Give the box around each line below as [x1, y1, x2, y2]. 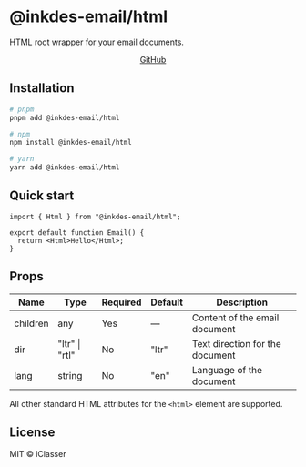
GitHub [139, 54, 167, 65]
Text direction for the [191, 337, 282, 350]
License [9, 425, 56, 441]
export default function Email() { [9, 228, 145, 238]
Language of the [191, 363, 262, 376]
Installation [9, 80, 75, 96]
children [14, 317, 49, 330]
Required [101, 296, 142, 309]
